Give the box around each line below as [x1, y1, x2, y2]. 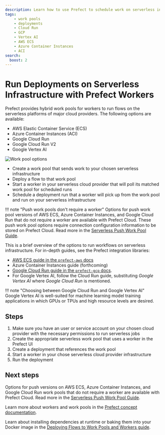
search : [5, 53, 21, 58]
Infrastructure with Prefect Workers [5, 89, 154, 100]
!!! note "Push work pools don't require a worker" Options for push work [5, 206, 151, 212]
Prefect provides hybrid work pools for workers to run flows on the [5, 105, 140, 111]
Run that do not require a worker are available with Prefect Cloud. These [5, 217, 151, 223]
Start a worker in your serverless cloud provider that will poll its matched [12, 181, 160, 187]
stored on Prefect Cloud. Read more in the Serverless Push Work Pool [5, 228, 146, 234]
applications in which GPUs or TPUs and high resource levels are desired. [5, 298, 154, 304]
